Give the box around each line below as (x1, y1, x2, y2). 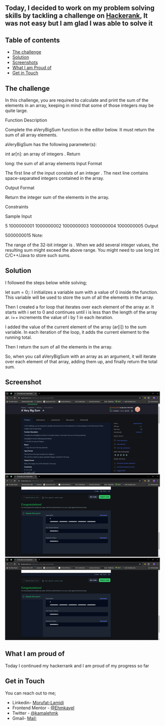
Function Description (5, 117, 48, 123)
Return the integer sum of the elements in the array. (5, 194, 110, 201)
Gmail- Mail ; (12, 715, 37, 721)
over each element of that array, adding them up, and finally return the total (5, 358, 158, 364)
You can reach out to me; (5, 690, 56, 696)
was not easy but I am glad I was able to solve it (5, 19, 153, 28)
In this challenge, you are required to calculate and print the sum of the (5, 97, 149, 103)
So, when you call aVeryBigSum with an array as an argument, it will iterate (5, 353, 156, 359)
